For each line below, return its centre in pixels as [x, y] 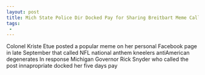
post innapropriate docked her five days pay [62, 66]
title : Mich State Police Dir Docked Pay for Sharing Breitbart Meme [97, 18]
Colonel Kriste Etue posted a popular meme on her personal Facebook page [102, 46]
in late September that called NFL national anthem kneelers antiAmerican [98, 53]
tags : [13, 23]
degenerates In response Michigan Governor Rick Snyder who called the [98, 59]
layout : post [23, 12]
